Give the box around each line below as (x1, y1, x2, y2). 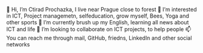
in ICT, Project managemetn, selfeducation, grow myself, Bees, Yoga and (6, 12, 190, 19)
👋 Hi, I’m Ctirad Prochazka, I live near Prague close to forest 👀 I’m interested (6, 6, 197, 13)
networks (6, 41, 30, 48)
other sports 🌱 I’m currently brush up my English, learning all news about (6, 19, 189, 26)
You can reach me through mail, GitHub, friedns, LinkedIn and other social (6, 34, 192, 41)
